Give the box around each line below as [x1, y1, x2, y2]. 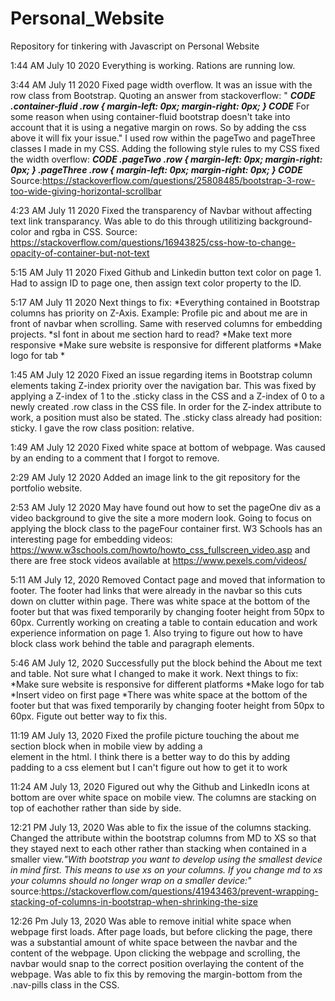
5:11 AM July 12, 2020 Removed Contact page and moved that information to [10, 573, 326, 586]
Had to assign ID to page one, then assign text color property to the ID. [10, 277, 302, 289]
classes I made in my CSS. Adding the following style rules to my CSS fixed [10, 142, 320, 154]
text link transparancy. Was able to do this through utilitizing [10, 215, 257, 227]
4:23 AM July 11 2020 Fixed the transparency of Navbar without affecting [10, 204, 313, 216]
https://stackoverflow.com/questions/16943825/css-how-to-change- [10, 236, 297, 248]
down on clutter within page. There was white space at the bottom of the [10, 595, 311, 607]
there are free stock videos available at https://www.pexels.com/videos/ [10, 554, 307, 566]
